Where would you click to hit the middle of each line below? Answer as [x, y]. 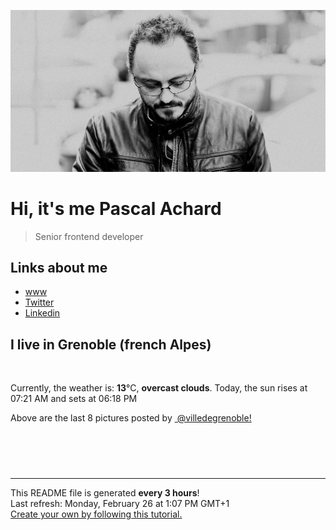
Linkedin [42, 313]
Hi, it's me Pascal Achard [116, 208]
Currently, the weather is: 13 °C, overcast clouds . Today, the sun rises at [159, 388]
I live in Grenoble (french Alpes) [111, 344]
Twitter [39, 302]
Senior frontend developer [89, 236]
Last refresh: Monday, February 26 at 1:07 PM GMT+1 [120, 504]
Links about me [59, 267]
